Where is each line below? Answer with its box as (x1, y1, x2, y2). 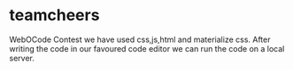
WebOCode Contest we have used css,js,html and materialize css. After (9, 34, 271, 45)
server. (9, 52, 35, 63)
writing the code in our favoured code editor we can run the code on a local (9, 43, 285, 53)
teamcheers (9, 5, 100, 25)
